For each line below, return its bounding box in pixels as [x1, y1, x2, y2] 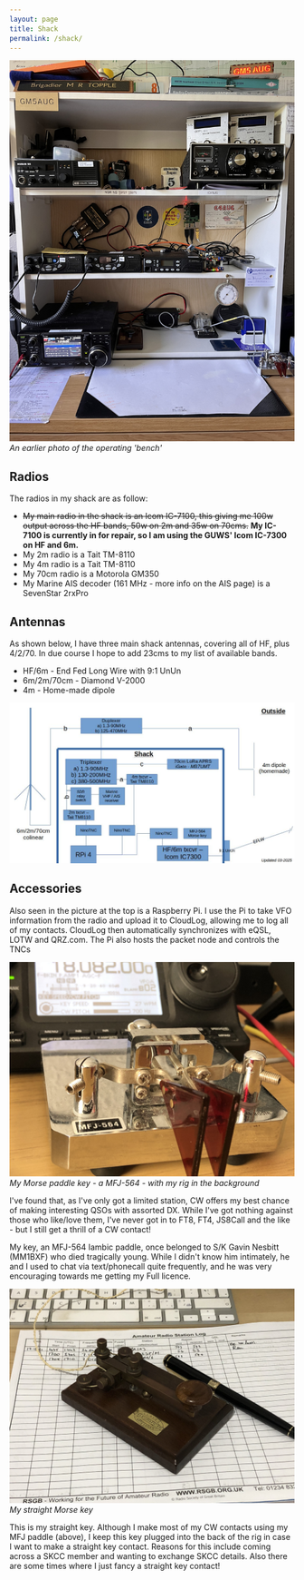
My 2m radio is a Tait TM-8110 [22, 549, 136, 560]
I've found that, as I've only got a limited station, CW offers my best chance [9, 1194, 290, 1206]
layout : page [9, 15, 59, 24]
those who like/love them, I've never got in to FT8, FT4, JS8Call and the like [9, 1214, 291, 1225]
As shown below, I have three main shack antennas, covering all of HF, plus [9, 638, 290, 649]
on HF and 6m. [22, 540, 79, 551]
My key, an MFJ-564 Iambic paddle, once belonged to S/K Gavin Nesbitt [9, 1241, 280, 1252]
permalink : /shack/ [9, 34, 83, 43]
